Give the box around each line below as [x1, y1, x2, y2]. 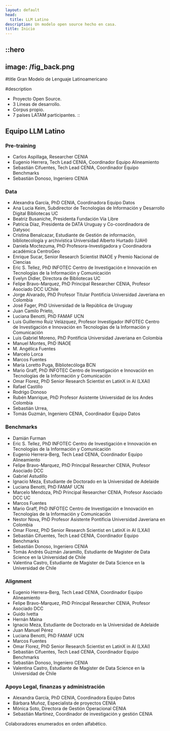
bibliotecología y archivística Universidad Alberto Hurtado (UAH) [12, 237, 148, 243]
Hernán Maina [12, 616, 43, 622]
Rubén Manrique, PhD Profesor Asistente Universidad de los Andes [12, 394, 154, 400]
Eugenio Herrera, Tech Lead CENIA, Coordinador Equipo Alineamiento [12, 159, 159, 166]
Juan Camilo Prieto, [12, 308, 54, 314]
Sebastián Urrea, [12, 405, 48, 412]
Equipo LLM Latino [5, 127, 65, 136]
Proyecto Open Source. [12, 96, 62, 102]
